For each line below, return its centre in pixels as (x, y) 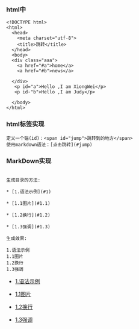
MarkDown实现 (29, 161)
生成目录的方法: (23, 180)
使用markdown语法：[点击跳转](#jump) (49, 145)
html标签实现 (25, 124)
